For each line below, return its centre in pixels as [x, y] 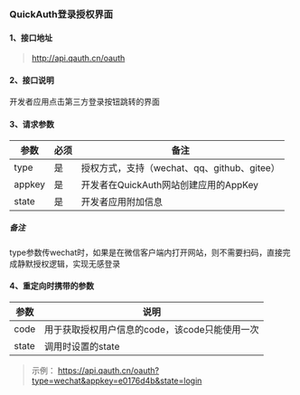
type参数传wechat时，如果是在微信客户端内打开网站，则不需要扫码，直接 [146, 252]
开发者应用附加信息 [122, 202]
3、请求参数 [32, 124]
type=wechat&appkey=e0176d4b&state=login [117, 381]
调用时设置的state [82, 346]
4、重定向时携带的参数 [52, 286]
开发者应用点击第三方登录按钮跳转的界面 [84, 102]
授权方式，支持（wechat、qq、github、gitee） [180, 167]
